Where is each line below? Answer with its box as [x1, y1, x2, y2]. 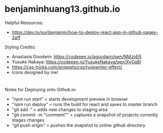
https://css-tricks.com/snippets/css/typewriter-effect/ [11, 64, 122, 70]
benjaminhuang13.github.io [4, 3, 121, 15]
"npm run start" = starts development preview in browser [11, 96, 128, 102]
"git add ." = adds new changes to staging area [11, 107, 108, 113]
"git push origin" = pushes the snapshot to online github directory [11, 122, 146, 129]
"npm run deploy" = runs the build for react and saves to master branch [11, 101, 158, 107]
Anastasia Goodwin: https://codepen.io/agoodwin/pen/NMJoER [11, 53, 142, 60]
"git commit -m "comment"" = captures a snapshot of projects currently [11, 112, 159, 118]
